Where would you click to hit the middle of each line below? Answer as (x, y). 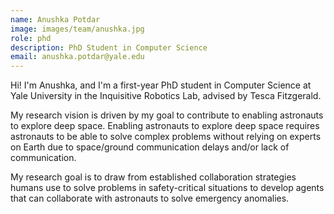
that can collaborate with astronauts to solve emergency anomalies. (150, 198)
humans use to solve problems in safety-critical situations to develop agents (167, 188)
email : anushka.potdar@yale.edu (77, 57)
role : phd (31, 38)
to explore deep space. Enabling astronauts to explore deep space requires (165, 126)
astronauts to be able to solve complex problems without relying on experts (166, 137)
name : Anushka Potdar (55, 19)
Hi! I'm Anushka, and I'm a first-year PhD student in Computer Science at (161, 85)
